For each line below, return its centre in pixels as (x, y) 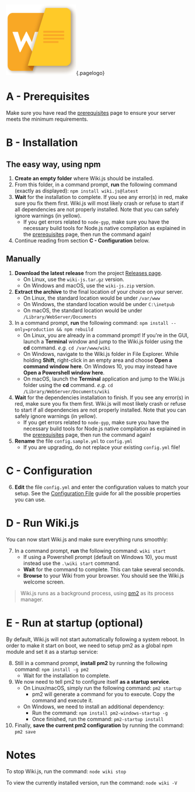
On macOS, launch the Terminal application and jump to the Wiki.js (104, 379)
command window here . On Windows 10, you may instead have (100, 366)
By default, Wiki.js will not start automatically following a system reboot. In (95, 639)
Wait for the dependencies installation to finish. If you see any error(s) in (102, 397)
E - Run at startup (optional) (75, 623)
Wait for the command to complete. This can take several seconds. (104, 569)
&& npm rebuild (75, 330)
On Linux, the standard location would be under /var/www (92, 298)
